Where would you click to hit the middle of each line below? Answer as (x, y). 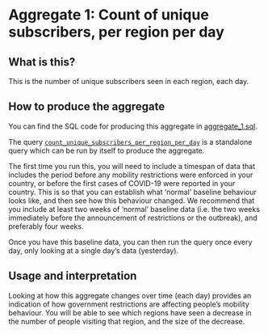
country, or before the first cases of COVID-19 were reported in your (122, 183)
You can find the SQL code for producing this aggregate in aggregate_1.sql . (133, 126)
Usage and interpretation (73, 276)
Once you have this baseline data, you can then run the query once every (130, 242)
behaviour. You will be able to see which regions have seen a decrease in (130, 312)
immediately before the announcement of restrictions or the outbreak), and (133, 218)
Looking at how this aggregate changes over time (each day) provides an (130, 295)
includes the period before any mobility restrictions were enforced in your (131, 175)
